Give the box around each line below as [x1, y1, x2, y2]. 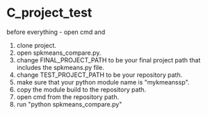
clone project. [16, 41, 57, 49]
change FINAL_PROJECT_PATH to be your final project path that [16, 55, 201, 64]
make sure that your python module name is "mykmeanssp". [16, 78, 190, 86]
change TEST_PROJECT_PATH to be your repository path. [16, 71, 182, 79]
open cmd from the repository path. [16, 92, 120, 101]
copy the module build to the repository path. [16, 85, 147, 94]
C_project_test [6, 5, 93, 21]
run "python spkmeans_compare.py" [16, 100, 122, 108]
